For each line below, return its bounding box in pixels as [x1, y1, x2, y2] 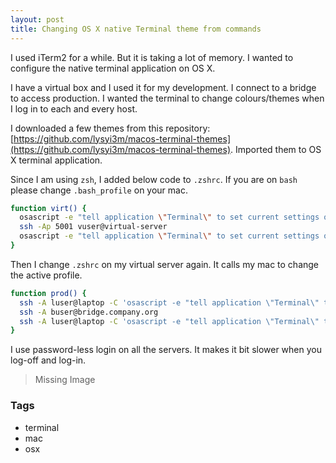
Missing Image [34, 374, 96, 386]
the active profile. [10, 269, 83, 281]
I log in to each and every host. [10, 102, 138, 115]
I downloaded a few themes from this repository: [10, 122, 211, 134]
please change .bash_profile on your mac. [10, 184, 188, 196]
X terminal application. [10, 154, 103, 166]
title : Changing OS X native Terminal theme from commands [10, 24, 262, 34]
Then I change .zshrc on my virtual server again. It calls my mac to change [10, 258, 320, 270]
